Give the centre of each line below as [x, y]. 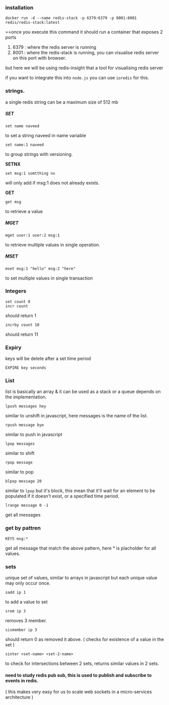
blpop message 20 [24, 481]
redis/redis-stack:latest [32, 23]
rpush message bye [25, 425]
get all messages [23, 515]
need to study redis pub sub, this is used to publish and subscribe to [78, 675]
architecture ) [19, 697]
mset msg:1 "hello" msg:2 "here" [40, 268]
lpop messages [20, 444]
